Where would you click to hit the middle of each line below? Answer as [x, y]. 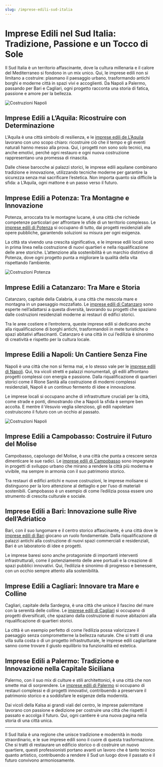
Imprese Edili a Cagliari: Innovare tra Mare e [72, 586]
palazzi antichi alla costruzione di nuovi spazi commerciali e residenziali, [77, 541]
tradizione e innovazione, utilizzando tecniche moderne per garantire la [76, 172]
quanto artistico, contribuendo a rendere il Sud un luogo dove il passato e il [80, 755]
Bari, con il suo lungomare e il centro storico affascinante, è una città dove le [81, 530]
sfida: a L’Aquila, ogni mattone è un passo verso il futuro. [62, 183]
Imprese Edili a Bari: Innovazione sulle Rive [71, 512]
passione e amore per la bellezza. [39, 93]
